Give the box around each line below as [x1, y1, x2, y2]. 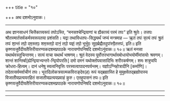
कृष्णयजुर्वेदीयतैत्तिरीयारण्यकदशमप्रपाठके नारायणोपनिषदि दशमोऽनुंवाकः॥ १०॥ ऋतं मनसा [5, 46, 143, 52]
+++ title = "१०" [5, 5, 38, 10]
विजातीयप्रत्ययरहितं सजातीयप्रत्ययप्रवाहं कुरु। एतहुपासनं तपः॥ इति [5, 75, 108, 80]
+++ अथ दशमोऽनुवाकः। [5, 15, 46, 20]
